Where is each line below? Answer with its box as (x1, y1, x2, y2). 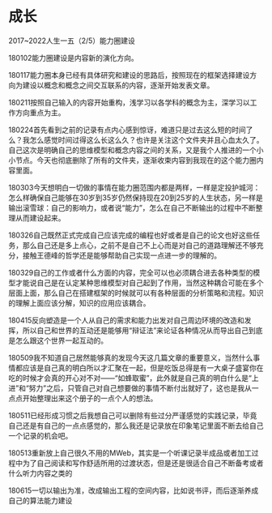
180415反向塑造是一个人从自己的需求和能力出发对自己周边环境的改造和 (8, 315, 244, 325)
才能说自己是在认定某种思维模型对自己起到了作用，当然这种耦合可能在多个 (15, 277, 264, 288)
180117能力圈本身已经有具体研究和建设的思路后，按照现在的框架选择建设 (8, 70, 250, 79)
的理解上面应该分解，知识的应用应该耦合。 (8, 297, 151, 308)
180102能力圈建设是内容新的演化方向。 (8, 53, 139, 62)
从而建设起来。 (15, 212, 66, 223)
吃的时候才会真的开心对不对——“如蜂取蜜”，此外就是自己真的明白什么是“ (8, 373, 253, 383)
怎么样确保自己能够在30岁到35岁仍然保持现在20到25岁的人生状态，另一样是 (8, 192, 263, 203)
